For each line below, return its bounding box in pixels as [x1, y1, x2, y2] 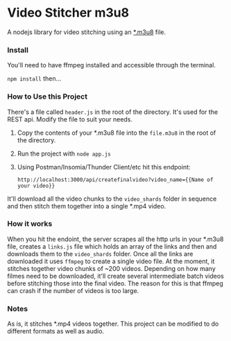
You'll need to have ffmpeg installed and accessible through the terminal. [7, 61, 216, 69]
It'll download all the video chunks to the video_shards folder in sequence [7, 194, 217, 203]
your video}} [17, 182, 55, 189]
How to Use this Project [7, 92, 88, 101]
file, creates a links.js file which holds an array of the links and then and [7, 242, 217, 251]
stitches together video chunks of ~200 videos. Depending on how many [7, 264, 216, 272]
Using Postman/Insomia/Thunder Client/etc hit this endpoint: [17, 163, 191, 171]
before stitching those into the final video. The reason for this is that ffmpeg [7, 279, 223, 288]
